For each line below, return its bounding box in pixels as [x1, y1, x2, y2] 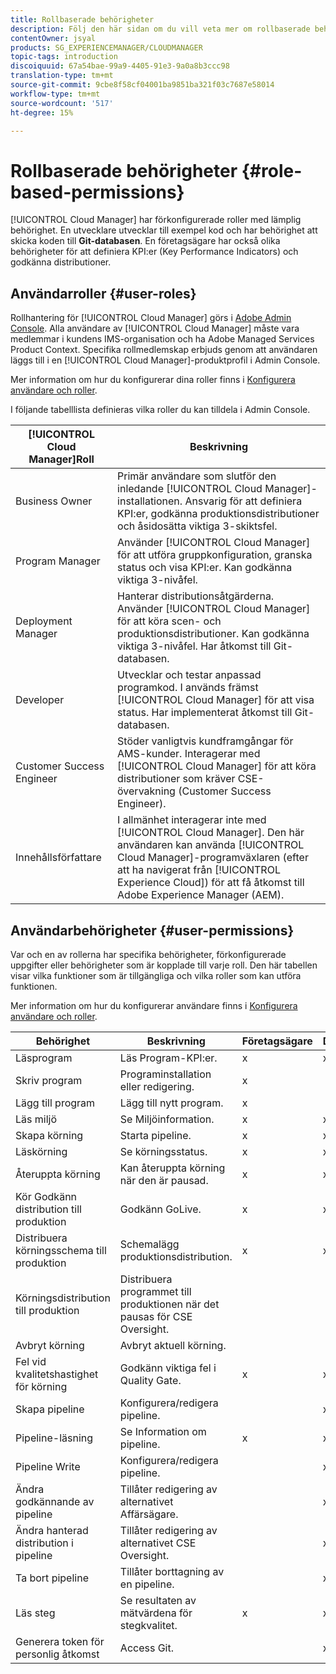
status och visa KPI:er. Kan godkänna [117, 561, 293, 575]
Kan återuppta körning [119, 1161, 226, 1175]
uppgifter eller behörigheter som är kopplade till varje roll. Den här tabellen [10, 959, 318, 971]
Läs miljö [15, 1112, 58, 1126]
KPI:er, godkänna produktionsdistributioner [117, 507, 320, 521]
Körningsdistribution [15, 1291, 111, 1305]
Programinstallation [119, 1067, 212, 1081]
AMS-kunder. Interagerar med [117, 747, 261, 761]
